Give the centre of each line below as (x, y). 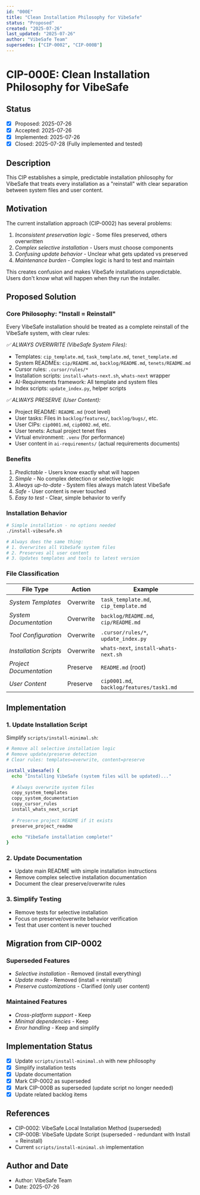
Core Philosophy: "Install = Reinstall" (61, 314)
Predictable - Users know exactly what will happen (77, 472)
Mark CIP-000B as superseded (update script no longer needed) (94, 1088)
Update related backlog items (51, 1094)
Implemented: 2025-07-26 (47, 137)
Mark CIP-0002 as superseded (53, 1081)
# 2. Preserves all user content (48, 553)
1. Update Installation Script (47, 724)
